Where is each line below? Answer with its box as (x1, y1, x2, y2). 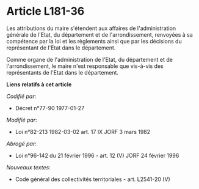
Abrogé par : (6, 139, 37, 147)
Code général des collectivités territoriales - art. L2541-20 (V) (15, 176, 171, 183)
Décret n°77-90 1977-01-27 (15, 104, 85, 111)
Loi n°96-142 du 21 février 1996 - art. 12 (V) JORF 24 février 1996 (15, 152, 179, 159)
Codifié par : (6, 92, 37, 100)
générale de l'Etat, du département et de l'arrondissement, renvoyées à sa (6, 31, 194, 38)
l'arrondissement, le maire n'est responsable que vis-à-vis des (6, 62, 164, 70)
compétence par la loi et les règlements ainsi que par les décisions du (6, 37, 182, 45)
